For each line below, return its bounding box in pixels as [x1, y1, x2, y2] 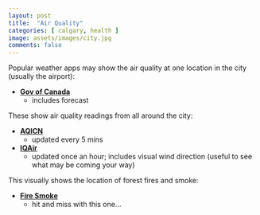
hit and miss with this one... [31, 200, 122, 209]
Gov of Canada [19, 87, 71, 96]
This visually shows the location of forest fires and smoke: [8, 176, 199, 186]
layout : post [8, 11, 52, 20]
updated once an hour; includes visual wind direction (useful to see [31, 152, 253, 162]
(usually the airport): [8, 72, 76, 81]
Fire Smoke [19, 191, 58, 201]
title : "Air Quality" [8, 19, 83, 27]
